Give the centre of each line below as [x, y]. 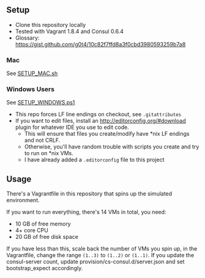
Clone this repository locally [50, 24]
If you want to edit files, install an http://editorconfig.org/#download [100, 121]
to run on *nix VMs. [49, 153]
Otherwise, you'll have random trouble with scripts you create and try [112, 147]
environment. [23, 200]
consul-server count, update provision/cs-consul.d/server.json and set [95, 262]
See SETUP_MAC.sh [32, 73]
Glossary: [27, 38]
